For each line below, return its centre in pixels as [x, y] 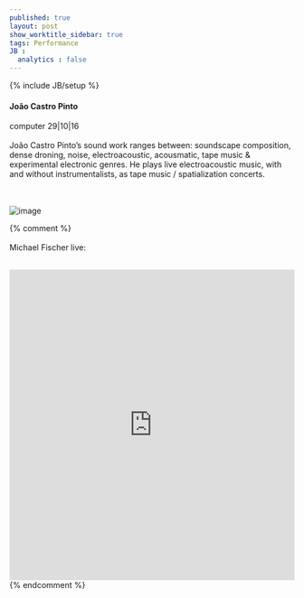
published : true [40, 18]
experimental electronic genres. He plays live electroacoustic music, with [146, 164]
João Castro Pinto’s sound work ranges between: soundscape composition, [150, 145]
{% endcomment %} [47, 585]
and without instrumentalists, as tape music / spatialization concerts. [137, 174]
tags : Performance [44, 43]
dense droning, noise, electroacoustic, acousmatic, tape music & [130, 155]
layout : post [34, 26]
